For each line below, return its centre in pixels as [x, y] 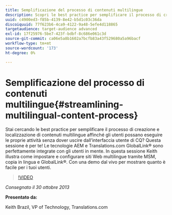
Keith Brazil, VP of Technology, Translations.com [57, 207]
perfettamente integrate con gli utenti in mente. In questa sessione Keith [81, 151]
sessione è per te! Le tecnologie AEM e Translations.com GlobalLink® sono [84, 146]
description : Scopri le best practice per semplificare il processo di [83, 15]
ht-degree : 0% [20, 53]
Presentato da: [21, 197]
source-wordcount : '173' [32, 48]
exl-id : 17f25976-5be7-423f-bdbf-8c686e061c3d [56, 34]
